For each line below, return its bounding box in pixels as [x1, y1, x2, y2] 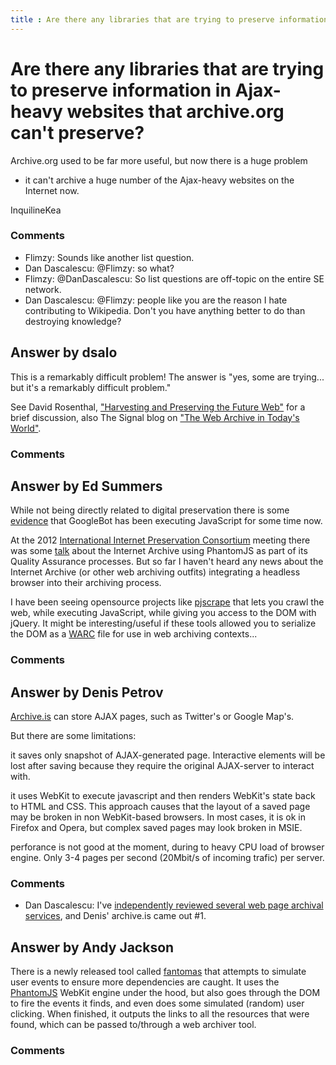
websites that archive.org [66, 100, 285, 123]
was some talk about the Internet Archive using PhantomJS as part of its [10, 545, 308, 557]
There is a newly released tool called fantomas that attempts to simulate [10, 966, 307, 978]
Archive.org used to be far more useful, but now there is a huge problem [10, 154, 308, 166]
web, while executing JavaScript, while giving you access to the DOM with [10, 607, 317, 619]
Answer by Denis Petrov [10, 684, 164, 701]
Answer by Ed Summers [10, 477, 163, 495]
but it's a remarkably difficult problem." [10, 381, 172, 393]
